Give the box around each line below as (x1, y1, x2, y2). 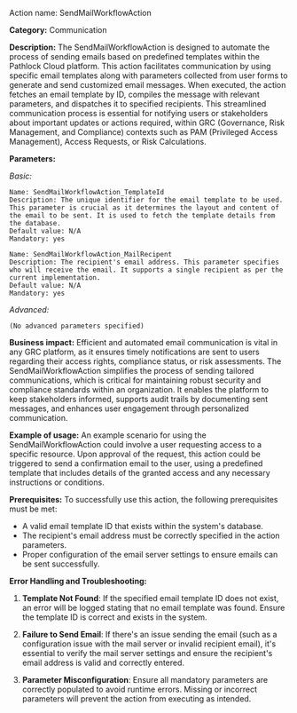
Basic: (9, 170, 33, 181)
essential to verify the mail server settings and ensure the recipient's (21, 648, 273, 658)
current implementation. (9, 273, 101, 282)
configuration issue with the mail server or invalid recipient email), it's (21, 638, 277, 649)
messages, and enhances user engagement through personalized (9, 403, 250, 414)
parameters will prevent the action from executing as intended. (21, 693, 252, 704)
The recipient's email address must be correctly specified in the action (21, 530, 281, 541)
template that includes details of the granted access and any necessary (9, 468, 270, 478)
